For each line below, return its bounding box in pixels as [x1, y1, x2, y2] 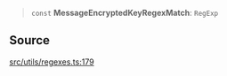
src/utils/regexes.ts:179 [9, 57, 95, 67]
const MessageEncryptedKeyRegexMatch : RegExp [30, 8, 219, 18]
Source [9, 33, 51, 48]
